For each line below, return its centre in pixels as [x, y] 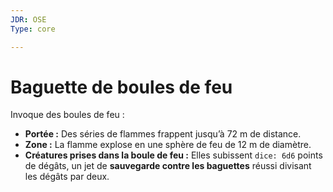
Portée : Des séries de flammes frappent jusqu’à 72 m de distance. [163, 134]
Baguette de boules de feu [121, 87]
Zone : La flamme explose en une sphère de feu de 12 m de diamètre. [168, 145]
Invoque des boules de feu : [67, 115]
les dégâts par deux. [67, 177]
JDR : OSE [28, 19]
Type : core [33, 29]
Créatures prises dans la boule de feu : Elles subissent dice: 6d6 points [173, 155]
